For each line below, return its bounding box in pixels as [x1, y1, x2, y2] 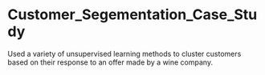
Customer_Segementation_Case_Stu [7, 6, 258, 24]
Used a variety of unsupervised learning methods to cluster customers [7, 49, 242, 58]
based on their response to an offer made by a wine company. [7, 57, 214, 67]
